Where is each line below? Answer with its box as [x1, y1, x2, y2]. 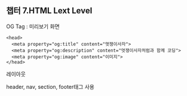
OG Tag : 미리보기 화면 [6, 23, 60, 30]
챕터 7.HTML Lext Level [6, 5, 93, 16]
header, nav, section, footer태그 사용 [6, 83, 94, 90]
